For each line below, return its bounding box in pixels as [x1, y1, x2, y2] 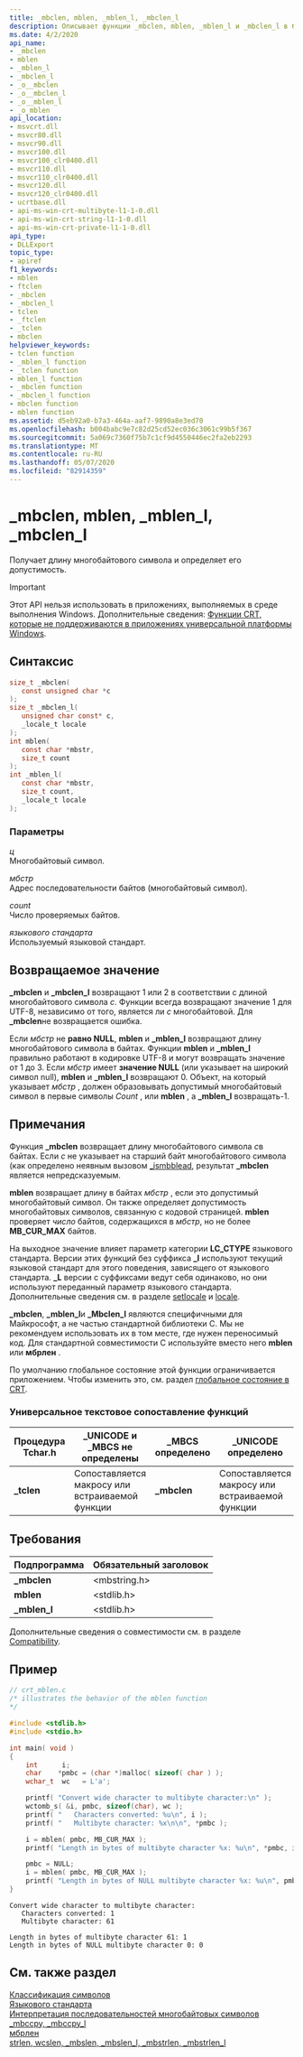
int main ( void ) [9, 1744, 75, 1753]
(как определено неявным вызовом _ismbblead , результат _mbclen [9, 1159, 269, 1170]
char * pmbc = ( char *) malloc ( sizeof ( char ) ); [25, 1769, 224, 1778]
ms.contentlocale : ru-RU [9, 450, 103, 459]
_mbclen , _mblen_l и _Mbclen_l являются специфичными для [9, 1308, 243, 1319]
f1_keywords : [9, 265, 59, 275]
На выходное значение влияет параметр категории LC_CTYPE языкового [9, 1243, 293, 1253]
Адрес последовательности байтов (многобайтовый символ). [9, 882, 248, 893]
